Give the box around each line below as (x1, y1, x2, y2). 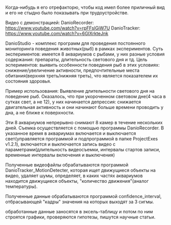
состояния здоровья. (5, 78, 52, 84)
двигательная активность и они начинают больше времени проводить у (5, 104, 164, 110)
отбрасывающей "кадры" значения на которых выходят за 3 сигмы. (5, 199, 154, 205)
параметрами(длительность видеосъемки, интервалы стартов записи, (5, 147, 161, 152)
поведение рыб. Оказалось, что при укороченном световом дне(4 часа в (5, 94, 166, 99)
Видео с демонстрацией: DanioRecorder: (5, 20, 94, 25)
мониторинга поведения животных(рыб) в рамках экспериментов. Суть (5, 46, 163, 51)
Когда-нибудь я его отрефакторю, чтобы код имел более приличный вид (5, 5, 165, 10)
